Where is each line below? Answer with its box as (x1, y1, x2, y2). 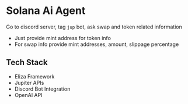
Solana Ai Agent (6, 4, 86, 17)
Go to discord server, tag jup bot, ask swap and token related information (6, 23, 182, 30)
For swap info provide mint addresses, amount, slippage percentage (14, 41, 179, 48)
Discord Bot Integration (14, 85, 71, 92)
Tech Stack (6, 58, 48, 67)
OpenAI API (14, 91, 43, 98)
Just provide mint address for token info (14, 34, 111, 41)
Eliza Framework (14, 73, 55, 80)
